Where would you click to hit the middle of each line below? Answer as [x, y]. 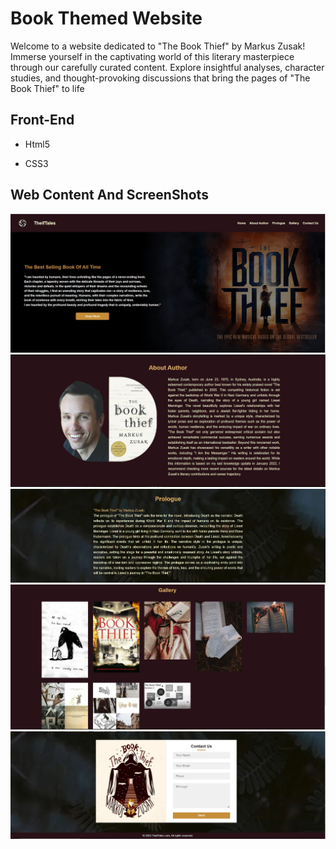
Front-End [42, 120]
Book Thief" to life [47, 88]
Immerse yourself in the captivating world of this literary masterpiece [152, 56]
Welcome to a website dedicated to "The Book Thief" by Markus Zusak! [158, 46]
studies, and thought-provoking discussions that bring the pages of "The [160, 78]
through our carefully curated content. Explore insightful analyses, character [167, 67]
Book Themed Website [106, 18]
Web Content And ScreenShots [109, 195]
